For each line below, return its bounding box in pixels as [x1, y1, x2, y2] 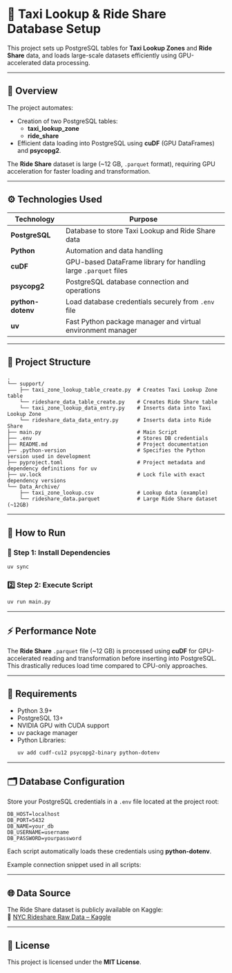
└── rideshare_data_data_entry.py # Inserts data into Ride [19, 417, 212, 424]
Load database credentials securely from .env [65, 297, 215, 307]
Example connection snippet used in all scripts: [7, 861, 142, 869]
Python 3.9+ [17, 706, 53, 715]
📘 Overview [7, 85, 58, 97]
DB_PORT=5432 [7, 817, 45, 824]
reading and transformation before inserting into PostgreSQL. [42, 654, 217, 662]
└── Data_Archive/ [7, 484, 60, 491]
